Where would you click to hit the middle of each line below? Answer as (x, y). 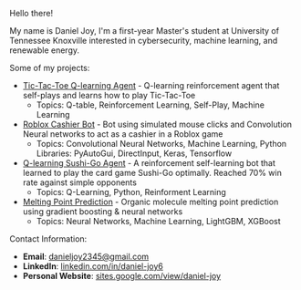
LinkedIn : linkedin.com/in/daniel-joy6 (93, 266)
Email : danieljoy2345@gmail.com (86, 256)
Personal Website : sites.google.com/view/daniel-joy (122, 276)
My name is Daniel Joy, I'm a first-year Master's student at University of (145, 31)
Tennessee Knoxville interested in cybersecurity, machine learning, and (144, 41)
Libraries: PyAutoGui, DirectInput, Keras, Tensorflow (134, 153)
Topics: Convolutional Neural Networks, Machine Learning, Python (161, 144)
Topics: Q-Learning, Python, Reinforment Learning (131, 192)
